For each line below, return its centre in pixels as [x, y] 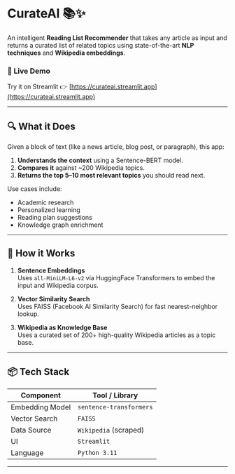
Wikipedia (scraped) [111, 430]
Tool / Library [115, 395]
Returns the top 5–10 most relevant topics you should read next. [111, 176]
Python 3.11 [97, 453]
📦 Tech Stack [38, 372]
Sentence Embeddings [51, 270]
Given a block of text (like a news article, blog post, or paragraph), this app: [116, 147]
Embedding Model [41, 407]
